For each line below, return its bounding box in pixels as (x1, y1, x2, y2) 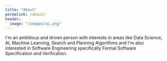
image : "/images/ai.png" (9, 21, 61, 26)
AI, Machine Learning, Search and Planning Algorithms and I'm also (5, 40, 144, 46)
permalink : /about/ (5, 12, 46, 17)
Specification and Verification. (5, 51, 67, 57)
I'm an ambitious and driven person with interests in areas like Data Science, (5, 35, 162, 41)
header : (5, 16, 21, 21)
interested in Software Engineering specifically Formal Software (5, 45, 136, 51)
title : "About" (5, 7, 37, 12)
